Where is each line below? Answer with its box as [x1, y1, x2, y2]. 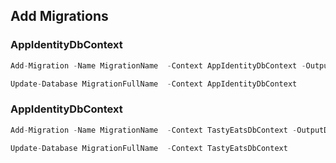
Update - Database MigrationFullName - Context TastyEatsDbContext [10, 143, 288, 153]
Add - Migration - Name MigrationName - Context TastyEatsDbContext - [10, 125, 298, 135]
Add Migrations [10, 8, 109, 25]
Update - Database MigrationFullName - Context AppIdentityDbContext [10, 79, 298, 89]
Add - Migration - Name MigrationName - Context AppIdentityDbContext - [10, 60, 307, 71]
